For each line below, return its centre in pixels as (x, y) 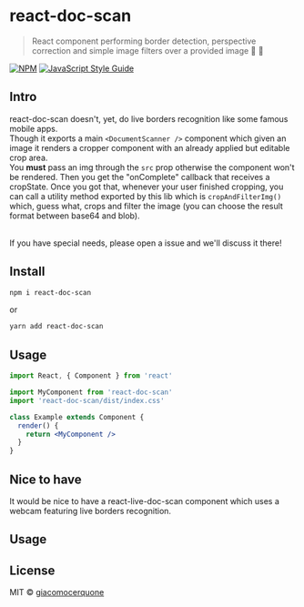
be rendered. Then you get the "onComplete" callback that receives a (140, 177)
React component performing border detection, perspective (144, 41)
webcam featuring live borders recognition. (90, 511)
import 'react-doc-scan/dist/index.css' (87, 400)
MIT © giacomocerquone (57, 592)
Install (27, 272)
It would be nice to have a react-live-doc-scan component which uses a (145, 501)
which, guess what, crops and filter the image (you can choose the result (147, 206)
